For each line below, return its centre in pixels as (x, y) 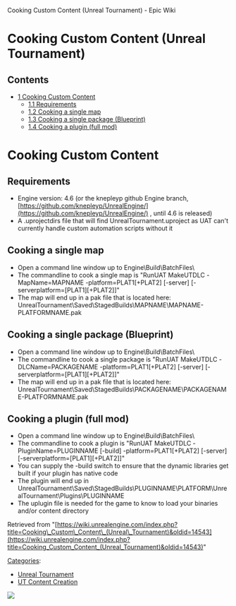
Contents (28, 79)
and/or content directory (53, 511)
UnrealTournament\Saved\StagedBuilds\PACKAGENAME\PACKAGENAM (122, 389)
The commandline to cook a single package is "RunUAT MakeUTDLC (117, 359)
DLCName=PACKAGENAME (58, 367)
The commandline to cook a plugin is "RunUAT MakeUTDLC (104, 444)
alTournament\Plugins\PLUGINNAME (71, 496)
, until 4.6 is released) (181, 213)
